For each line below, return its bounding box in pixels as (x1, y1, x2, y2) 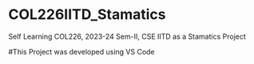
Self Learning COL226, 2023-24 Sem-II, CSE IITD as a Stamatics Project (8, 32, 246, 41)
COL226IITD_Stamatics (8, 6, 166, 24)
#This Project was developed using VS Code (8, 47, 156, 56)
